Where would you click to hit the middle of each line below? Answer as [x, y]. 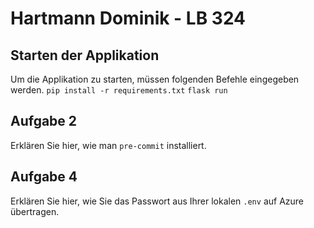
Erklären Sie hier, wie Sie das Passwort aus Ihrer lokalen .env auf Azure [157, 201]
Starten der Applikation [85, 55]
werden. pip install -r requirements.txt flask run [119, 90]
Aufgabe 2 [44, 121]
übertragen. [35, 211]
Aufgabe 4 [44, 177]
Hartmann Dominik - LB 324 [128, 18]
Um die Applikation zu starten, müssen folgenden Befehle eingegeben [155, 79]
